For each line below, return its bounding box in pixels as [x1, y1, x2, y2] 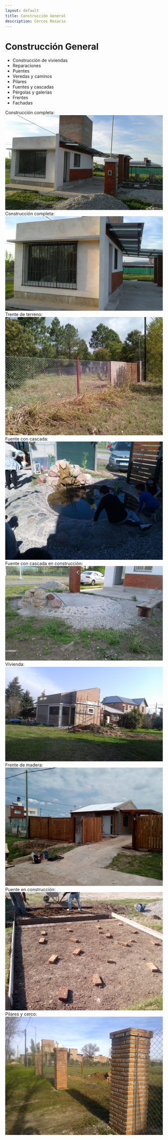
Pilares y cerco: [5, 1011, 37, 1017]
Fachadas [12, 100, 33, 106]
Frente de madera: [5, 762, 43, 768]
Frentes [12, 95, 28, 101]
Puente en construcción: [5, 887, 56, 893]
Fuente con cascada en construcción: [5, 560, 83, 566]
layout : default [5, 8, 39, 13]
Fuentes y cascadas [12, 84, 54, 90]
